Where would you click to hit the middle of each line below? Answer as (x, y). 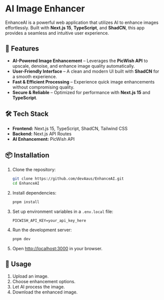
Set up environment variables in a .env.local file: (63, 211)
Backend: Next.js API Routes (42, 134)
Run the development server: (42, 230)
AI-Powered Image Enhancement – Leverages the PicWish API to (80, 61)
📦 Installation (27, 155)
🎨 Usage (18, 264)
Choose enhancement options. (44, 281)
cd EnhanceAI (26, 184)
